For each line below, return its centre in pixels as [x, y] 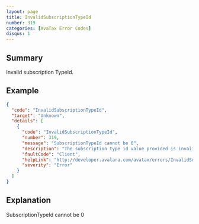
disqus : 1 [18, 34]
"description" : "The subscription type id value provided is [99, 149]
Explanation [29, 201]
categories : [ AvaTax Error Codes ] [49, 28]
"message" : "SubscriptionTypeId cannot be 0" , [80, 143]
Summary [25, 58]
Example [23, 91]
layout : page [22, 12]
